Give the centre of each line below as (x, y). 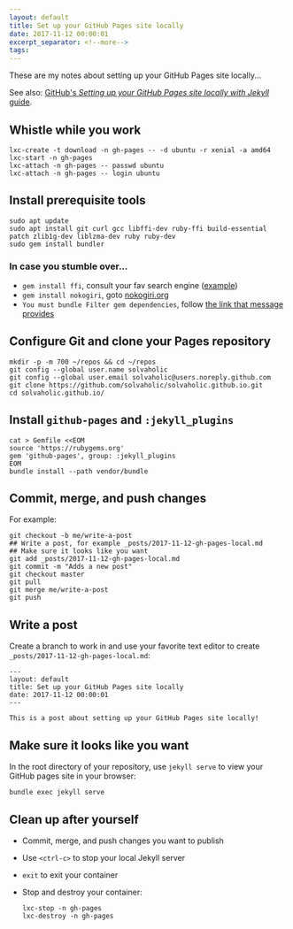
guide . (21, 102)
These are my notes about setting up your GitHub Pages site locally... (135, 75)
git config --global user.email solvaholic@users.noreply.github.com (140, 377)
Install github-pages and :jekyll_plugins (122, 420)
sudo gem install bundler (57, 244)
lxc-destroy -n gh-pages (68, 916)
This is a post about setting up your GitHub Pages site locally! (134, 718)
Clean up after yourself (74, 819)
